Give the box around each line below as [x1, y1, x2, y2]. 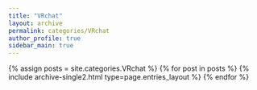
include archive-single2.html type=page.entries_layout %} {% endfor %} [8, 72, 250, 82]
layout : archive [8, 19, 63, 27]
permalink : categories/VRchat [8, 27, 110, 35]
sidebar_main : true [8, 42, 74, 50]
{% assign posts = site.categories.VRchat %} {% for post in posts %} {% [8, 63, 250, 73]
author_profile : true [8, 34, 81, 43]
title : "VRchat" [8, 11, 63, 20]
